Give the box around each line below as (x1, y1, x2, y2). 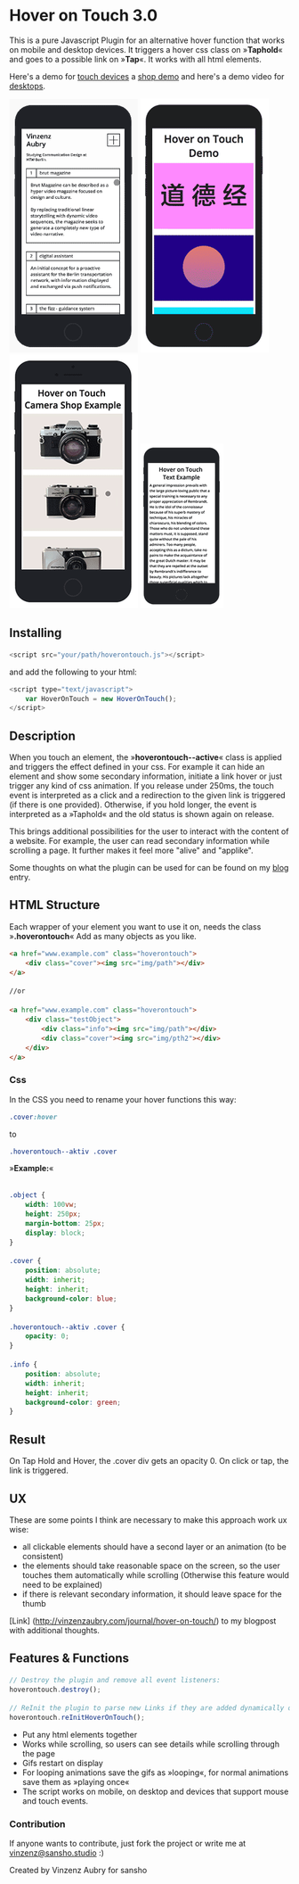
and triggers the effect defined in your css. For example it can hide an (9, 762, 265, 773)
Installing (9, 625, 62, 640)
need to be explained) (21, 1579, 103, 1590)
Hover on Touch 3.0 (9, 5, 158, 26)
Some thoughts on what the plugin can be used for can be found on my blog (9, 863, 289, 873)
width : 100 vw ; (25, 1201, 77, 1210)
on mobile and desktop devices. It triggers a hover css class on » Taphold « (9, 44, 283, 54)
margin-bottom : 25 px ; (25, 1219, 105, 1227)
